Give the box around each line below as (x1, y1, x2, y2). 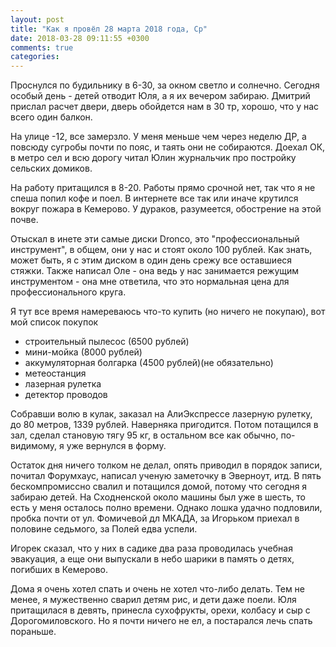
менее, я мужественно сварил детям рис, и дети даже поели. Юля (10, 594, 297, 606)
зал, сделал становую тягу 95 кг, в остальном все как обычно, (10, 429, 279, 441)
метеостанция (24, 367, 87, 380)
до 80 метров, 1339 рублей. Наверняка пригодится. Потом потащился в (10, 419, 319, 431)
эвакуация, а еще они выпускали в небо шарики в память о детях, (10, 553, 295, 565)
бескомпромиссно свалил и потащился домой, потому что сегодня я (10, 481, 308, 493)
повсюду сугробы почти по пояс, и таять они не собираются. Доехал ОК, (10, 141, 326, 153)
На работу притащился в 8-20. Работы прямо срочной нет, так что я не (10, 182, 316, 194)
